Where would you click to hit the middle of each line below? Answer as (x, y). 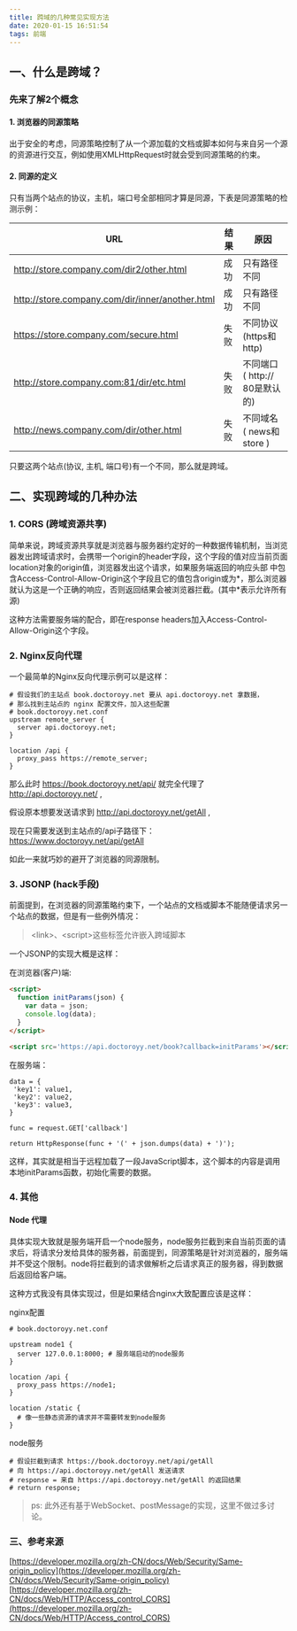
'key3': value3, (43, 1105)
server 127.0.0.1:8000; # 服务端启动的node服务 (101, 1354)
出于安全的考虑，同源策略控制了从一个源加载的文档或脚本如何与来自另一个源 (148, 143)
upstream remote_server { (57, 720)
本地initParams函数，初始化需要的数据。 (83, 1172)
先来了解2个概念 (44, 99)
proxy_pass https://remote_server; (83, 759)
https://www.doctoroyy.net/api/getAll (76, 841)
